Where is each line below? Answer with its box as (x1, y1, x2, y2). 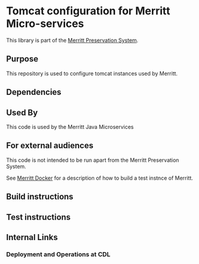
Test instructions (6, 212, 71, 222)
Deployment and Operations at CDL (6, 250, 111, 258)
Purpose (6, 54, 39, 64)
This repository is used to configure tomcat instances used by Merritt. (6, 70, 178, 77)
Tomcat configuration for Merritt (6, 4, 171, 18)
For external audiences (6, 140, 94, 151)
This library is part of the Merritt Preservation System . (6, 36, 139, 44)
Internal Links (6, 232, 58, 242)
